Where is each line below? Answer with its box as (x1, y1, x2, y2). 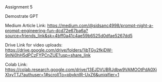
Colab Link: (5, 62, 28, 67)
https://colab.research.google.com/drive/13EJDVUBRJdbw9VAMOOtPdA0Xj (5, 67, 157, 72)
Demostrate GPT (5, 13, 38, 19)
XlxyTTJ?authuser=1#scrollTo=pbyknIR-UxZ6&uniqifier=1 (5, 72, 120, 77)
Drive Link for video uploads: (5, 42, 63, 47)
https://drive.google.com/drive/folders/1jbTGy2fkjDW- (5, 47, 113, 53)
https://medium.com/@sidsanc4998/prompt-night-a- (47, 23, 154, 28)
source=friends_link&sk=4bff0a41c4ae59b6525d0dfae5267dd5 (5, 33, 133, 38)
